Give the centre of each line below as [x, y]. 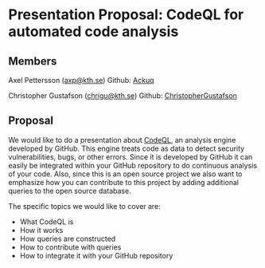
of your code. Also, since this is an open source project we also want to [125, 174]
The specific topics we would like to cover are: [84, 206]
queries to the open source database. [70, 191]
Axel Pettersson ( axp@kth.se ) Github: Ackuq [81, 80]
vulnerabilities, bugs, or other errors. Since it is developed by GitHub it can [131, 156]
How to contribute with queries [70, 247]
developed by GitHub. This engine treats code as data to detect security [127, 148]
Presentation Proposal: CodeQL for [126, 15]
